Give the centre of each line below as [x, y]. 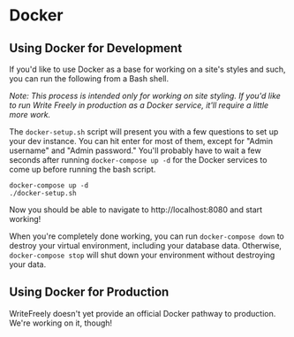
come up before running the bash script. [83, 169]
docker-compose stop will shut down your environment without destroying [142, 255]
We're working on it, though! [61, 323]
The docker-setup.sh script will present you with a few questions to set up [144, 132]
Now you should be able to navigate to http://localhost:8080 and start [136, 210]
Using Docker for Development [96, 48]
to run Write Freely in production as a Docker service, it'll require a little [139, 105]
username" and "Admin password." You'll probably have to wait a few [136, 150]
